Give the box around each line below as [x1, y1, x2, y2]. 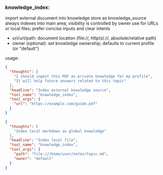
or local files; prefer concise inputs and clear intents [5, 26, 110, 32]
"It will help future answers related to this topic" [14, 78, 126, 83]
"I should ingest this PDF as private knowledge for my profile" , [14, 74, 153, 79]
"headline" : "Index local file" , [9, 138, 78, 143]
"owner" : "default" [14, 156, 54, 161]
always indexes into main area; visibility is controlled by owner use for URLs [5, 20, 159, 26]
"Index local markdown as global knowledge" [14, 129, 107, 134]
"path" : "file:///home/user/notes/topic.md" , [14, 152, 109, 157]
